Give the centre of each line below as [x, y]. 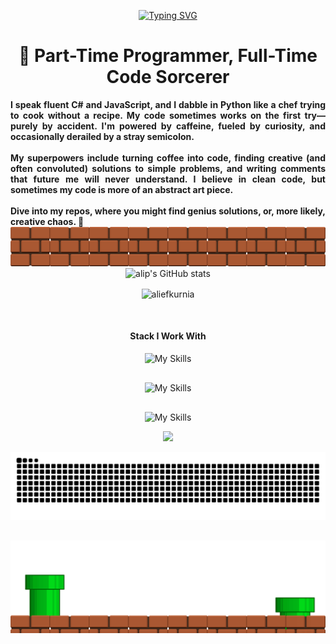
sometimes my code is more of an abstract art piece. [122, 189]
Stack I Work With [168, 336]
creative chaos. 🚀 [47, 221]
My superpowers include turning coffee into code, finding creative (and [168, 157]
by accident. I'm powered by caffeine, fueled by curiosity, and [183, 126]
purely [24, 126]
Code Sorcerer [168, 77]
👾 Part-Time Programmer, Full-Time [168, 56]
